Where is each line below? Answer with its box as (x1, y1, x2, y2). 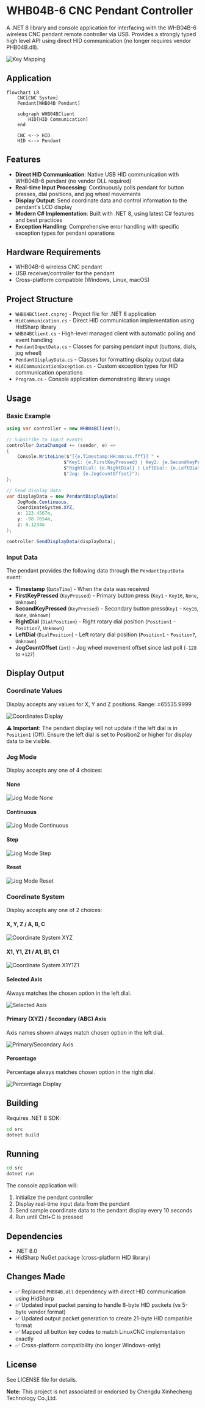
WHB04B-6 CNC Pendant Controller (6, 4, 193, 18)
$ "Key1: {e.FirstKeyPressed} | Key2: (63, 459, 160, 466)
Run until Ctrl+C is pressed (15, 1213, 84, 1220)
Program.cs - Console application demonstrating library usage (15, 375, 171, 383)
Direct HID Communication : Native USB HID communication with (15, 170, 179, 178)
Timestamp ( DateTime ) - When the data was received (15, 585, 149, 592)
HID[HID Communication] (28, 116, 88, 123)
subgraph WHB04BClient (17, 111, 75, 117)
